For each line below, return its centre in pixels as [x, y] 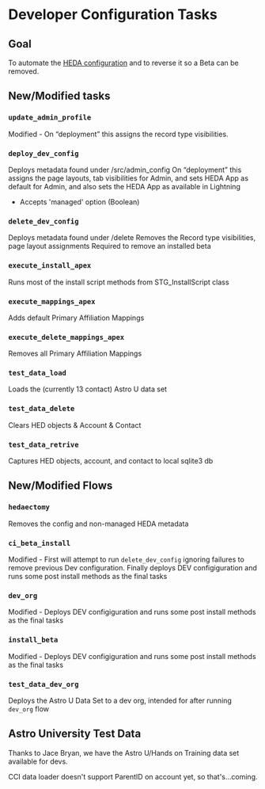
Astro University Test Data [75, 734]
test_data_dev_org [44, 684]
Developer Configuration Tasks [113, 15]
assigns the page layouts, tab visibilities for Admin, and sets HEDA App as [129, 178]
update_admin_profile [50, 118]
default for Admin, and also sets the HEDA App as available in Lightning [125, 186]
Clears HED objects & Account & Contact [75, 425]
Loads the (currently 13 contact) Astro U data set [88, 389]
